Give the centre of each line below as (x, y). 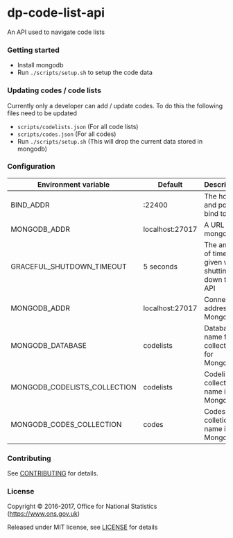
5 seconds (161, 267)
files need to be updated (42, 113)
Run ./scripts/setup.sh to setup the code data (85, 73)
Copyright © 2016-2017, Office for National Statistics (82, 506)
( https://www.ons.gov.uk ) (44, 514)
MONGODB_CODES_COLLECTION (66, 424)
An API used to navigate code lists (56, 32)
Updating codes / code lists (54, 90)
